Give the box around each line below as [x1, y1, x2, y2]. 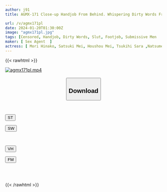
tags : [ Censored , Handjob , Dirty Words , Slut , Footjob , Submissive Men [5, 35, 157, 40]
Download [69, 87, 98, 95]
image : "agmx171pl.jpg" [5, 30, 55, 35]
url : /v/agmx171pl [5, 21, 43, 26]
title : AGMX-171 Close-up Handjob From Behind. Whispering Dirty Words [5, 12, 157, 17]
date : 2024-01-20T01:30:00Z [5, 25, 64, 30]
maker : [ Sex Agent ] [5, 39, 52, 45]
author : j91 [5, 7, 30, 12]
